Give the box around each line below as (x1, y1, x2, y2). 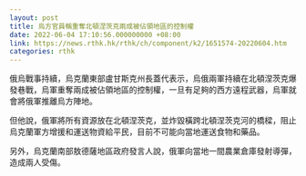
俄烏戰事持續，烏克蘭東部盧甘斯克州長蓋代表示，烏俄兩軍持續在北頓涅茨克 (9, 73, 289, 84)
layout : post (9, 13, 59, 23)
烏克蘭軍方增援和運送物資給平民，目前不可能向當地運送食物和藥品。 (9, 126, 265, 137)
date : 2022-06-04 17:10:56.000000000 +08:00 (9, 30, 181, 39)
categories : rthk (9, 47, 76, 56)
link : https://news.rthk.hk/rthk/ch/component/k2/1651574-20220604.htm (9, 38, 287, 48)
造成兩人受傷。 (9, 157, 66, 168)
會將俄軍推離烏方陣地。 (9, 96, 97, 107)
